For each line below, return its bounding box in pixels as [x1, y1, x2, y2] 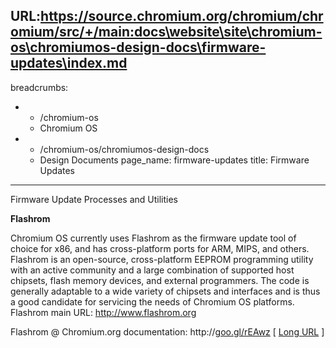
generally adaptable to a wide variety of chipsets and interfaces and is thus [10, 285, 321, 297]
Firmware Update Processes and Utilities [10, 193, 178, 205]
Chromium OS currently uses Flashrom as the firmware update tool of [10, 232, 297, 244]
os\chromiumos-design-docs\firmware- [10, 39, 267, 56]
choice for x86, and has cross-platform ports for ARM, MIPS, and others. [10, 242, 310, 254]
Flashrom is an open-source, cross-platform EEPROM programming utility [10, 253, 314, 265]
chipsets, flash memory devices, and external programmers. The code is [10, 274, 310, 286]
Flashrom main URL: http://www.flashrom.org [10, 306, 197, 318]
